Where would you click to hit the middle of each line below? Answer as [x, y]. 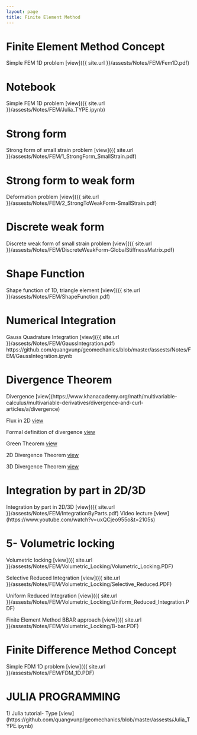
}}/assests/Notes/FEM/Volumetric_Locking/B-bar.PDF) [72, 626]
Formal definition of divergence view [51, 432]
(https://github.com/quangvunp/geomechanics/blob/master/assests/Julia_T [98, 720]
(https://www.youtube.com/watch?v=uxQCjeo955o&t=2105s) [81, 519]
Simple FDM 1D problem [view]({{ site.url [56, 666]
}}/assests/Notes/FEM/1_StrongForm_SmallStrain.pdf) [72, 156]
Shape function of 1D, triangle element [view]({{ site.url [73, 290]
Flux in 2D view [25, 420]
